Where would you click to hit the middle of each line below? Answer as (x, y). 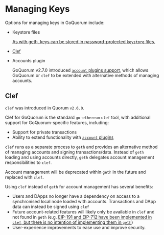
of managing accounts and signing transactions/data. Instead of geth (75, 152)
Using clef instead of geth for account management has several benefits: (79, 186)
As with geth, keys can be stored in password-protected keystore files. (84, 41)
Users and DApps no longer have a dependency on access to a (76, 196)
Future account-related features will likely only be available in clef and (83, 211)
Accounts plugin (29, 60)
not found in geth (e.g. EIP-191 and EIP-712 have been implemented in (82, 217)
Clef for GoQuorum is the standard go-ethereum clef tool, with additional (78, 117)
